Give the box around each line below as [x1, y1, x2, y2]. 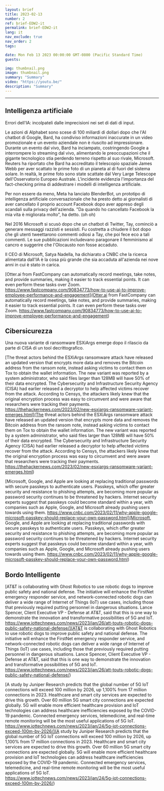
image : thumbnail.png [5, 70, 49, 75]
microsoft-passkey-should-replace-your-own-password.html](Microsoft [5, 515, 150, 521]
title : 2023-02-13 [5, 12, 42, 17]
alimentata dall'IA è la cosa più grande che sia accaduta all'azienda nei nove [5, 256, 159, 262]
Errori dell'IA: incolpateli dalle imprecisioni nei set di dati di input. [5, 119, 135, 125]
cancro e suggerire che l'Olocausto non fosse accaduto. [5, 242, 119, 248]
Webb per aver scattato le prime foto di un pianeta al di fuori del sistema [5, 165, 150, 171]
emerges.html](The [5, 412, 44, 418]
